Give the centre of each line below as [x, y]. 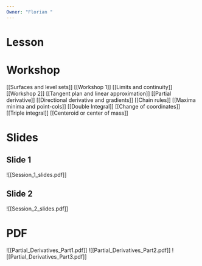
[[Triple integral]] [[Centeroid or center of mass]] [68, 113]
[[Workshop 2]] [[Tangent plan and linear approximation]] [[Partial [89, 93]
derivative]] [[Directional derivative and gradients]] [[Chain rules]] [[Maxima [101, 100]
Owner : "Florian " [30, 12]
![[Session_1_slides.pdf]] [37, 174]
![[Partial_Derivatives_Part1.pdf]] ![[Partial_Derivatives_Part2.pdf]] [89, 250]
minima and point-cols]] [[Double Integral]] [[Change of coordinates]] [93, 106]
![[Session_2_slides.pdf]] [37, 209]
